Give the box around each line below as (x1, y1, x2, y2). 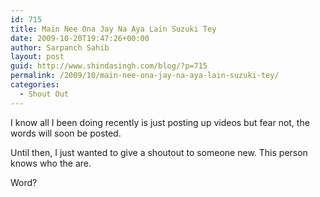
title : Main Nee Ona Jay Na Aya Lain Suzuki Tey (10, 24, 217, 34)
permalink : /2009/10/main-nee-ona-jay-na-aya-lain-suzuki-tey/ (10, 71, 280, 81)
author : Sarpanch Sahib (10, 42, 110, 53)
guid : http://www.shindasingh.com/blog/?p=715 (10, 61, 208, 71)
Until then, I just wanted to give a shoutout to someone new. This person (10, 146, 308, 158)
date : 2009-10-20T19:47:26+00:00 (10, 33, 150, 43)
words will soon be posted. (10, 127, 122, 139)
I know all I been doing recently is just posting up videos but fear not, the (10, 116, 310, 128)
